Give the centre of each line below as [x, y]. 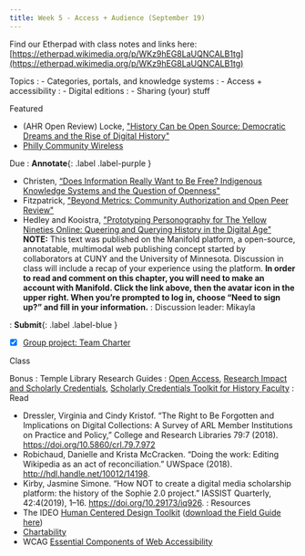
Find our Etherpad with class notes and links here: [103, 44]
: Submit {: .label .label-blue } [64, 324]
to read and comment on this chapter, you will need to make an [143, 278]
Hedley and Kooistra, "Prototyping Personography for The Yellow [144, 219]
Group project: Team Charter [76, 342]
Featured [26, 108]
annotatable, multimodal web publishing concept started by [134, 248]
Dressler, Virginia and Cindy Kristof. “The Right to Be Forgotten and [148, 415]
